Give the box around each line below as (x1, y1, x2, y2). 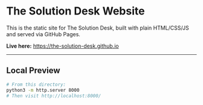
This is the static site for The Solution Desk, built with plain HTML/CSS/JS (6, 24, 189, 31)
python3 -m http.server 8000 (6, 87, 80, 93)
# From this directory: (6, 81, 66, 87)
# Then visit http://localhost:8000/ (6, 92, 101, 99)
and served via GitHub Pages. (6, 30, 80, 37)
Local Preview (6, 65, 60, 76)
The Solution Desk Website (6, 4, 145, 18)
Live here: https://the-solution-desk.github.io (6, 42, 119, 49)
